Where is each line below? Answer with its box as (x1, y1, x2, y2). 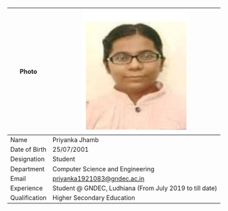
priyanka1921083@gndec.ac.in (52, 174, 145, 182)
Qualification (10, 194, 47, 202)
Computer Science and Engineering (52, 164, 155, 173)
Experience (10, 184, 43, 192)
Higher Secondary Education (52, 194, 135, 202)
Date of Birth (10, 146, 47, 153)
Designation (10, 155, 45, 164)
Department (10, 164, 45, 173)
